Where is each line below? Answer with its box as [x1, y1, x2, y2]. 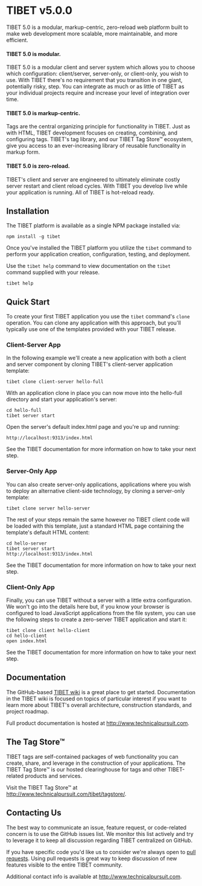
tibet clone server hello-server [6, 505, 90, 511]
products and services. [25, 772, 83, 779]
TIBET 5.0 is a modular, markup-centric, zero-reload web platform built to [6, 24, 189, 31]
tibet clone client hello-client [6, 628, 90, 634]
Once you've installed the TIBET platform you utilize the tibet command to [6, 244, 192, 252]
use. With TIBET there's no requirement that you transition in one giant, [6, 77, 183, 84]
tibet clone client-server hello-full [6, 379, 104, 385]
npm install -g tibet [6, 233, 61, 240]
